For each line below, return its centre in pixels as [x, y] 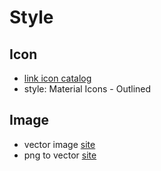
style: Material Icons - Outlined [87, 89]
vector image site [59, 144]
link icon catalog [57, 78]
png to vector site [60, 155]
